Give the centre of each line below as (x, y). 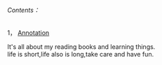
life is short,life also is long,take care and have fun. (81, 55)
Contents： (23, 10)
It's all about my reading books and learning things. (81, 47)
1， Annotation (28, 33)
